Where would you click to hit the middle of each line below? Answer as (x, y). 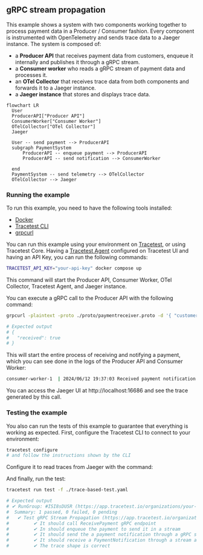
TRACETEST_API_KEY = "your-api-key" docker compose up (74, 268)
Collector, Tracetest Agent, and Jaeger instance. (66, 286)
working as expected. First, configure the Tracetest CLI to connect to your (98, 432)
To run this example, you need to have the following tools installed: (89, 208)
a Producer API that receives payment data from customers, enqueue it (104, 55)
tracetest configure (32, 450)
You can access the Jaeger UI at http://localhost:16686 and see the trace (97, 391)
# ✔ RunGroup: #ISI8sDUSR (39, 507)
